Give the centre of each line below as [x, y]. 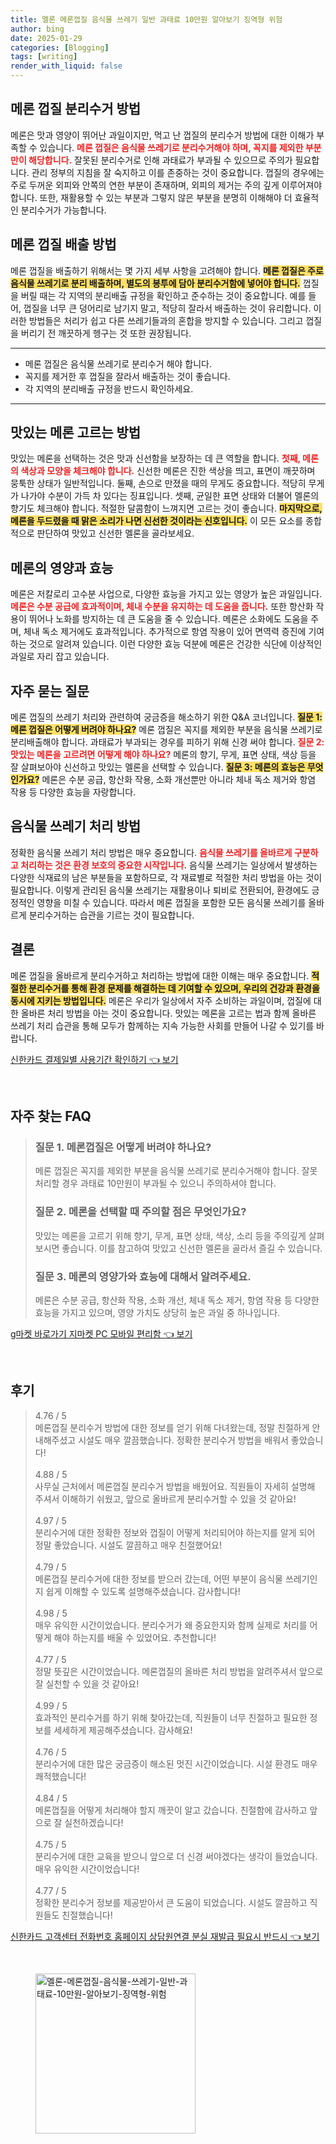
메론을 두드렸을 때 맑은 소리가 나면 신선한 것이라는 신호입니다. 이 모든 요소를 [157, 521]
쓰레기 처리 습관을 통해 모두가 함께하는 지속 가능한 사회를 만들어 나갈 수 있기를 [162, 1025]
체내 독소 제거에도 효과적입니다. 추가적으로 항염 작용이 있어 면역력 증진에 [165, 632]
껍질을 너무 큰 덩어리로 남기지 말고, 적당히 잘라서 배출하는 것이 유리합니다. [167, 308]
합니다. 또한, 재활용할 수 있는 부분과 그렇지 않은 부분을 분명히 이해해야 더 [151, 197]
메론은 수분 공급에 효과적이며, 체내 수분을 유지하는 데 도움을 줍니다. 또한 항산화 [162, 607]
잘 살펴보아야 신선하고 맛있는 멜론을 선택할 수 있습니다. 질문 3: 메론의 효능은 [158, 767]
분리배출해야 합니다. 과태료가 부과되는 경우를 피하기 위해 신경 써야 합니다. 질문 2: [167, 742]
